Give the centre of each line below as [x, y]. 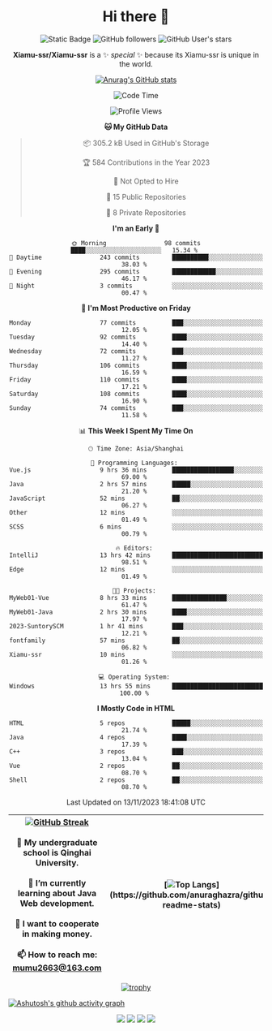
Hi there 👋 [136, 17]
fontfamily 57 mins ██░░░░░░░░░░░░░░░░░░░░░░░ [136, 641]
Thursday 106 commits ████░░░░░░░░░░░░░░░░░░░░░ [136, 365]
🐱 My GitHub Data [136, 127]
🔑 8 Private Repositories [146, 212]
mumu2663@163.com [57, 968]
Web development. [57, 903]
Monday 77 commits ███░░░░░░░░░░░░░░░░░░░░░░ [136, 323]
